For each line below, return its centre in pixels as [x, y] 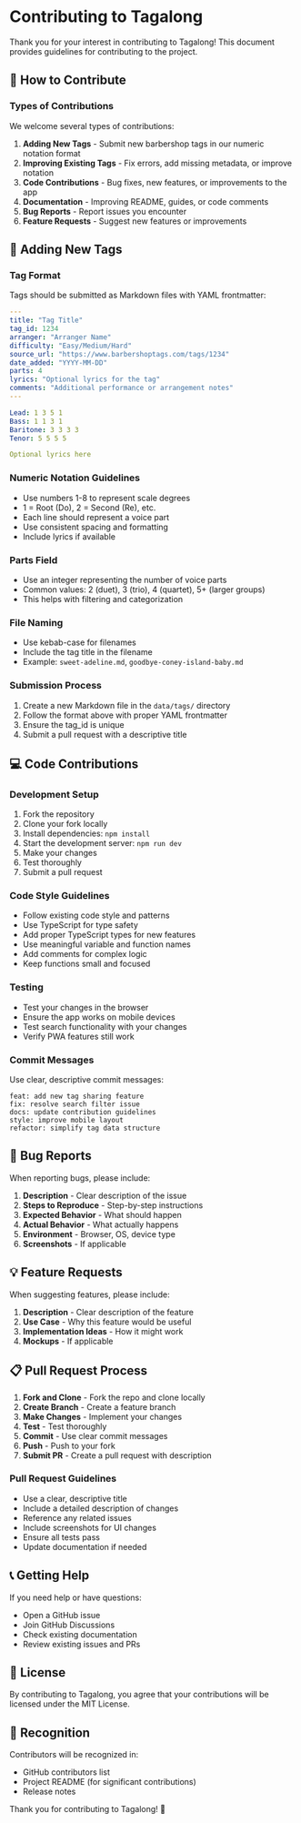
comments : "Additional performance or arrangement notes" [121, 388]
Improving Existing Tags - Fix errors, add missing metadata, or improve [157, 163]
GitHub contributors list [66, 1772]
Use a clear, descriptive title [75, 1498]
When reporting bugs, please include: [80, 1178]
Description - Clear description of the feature [108, 1312]
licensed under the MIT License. [70, 1704]
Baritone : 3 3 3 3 [44, 429]
